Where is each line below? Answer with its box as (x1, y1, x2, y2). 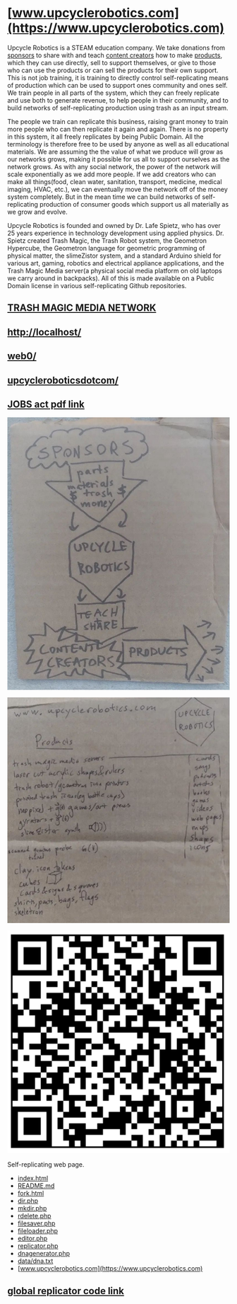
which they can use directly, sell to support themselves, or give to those (7, 58, 217, 67)
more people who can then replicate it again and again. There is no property (7, 125, 229, 133)
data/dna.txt (17, 1257, 54, 1265)
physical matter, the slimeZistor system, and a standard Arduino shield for (7, 251, 221, 260)
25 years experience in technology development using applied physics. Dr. (7, 229, 224, 237)
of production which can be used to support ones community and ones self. (7, 81, 228, 89)
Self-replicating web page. (7, 1160, 85, 1169)
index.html (17, 1174, 49, 1183)
